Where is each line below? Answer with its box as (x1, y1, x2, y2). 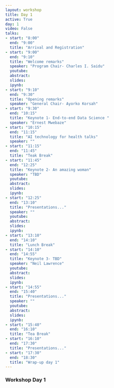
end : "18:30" (10, 355, 37, 360)
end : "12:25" (10, 162, 37, 167)
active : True (5, 17, 33, 22)
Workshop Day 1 (5, 376, 46, 383)
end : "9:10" (10, 54, 35, 60)
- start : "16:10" (5, 336, 42, 342)
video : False (5, 26, 33, 31)
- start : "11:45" (5, 158, 42, 163)
